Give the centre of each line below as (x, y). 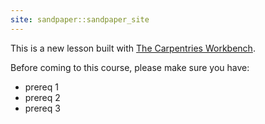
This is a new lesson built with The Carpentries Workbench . (133, 48)
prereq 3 (42, 108)
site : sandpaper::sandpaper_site (80, 19)
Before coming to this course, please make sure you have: (130, 67)
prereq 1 (41, 87)
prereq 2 (42, 97)
